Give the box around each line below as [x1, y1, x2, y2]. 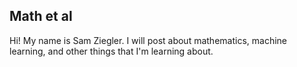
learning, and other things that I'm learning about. [9, 45, 214, 57]
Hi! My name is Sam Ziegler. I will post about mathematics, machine [9, 34, 287, 46]
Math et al [9, 8, 73, 25]
